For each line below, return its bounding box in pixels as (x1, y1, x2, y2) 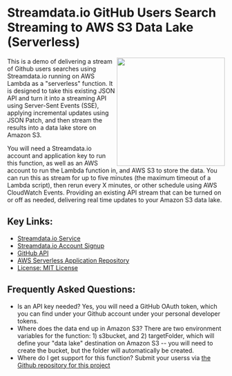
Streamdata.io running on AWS (7, 71, 95, 80)
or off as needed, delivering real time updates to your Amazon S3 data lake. (7, 195, 222, 204)
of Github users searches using (7, 64, 97, 73)
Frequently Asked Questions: (7, 284, 136, 296)
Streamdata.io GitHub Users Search (7, 5, 216, 21)
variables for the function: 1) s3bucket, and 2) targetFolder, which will (17, 331, 215, 340)
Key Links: (7, 216, 53, 228)
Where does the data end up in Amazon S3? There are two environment (17, 324, 222, 332)
